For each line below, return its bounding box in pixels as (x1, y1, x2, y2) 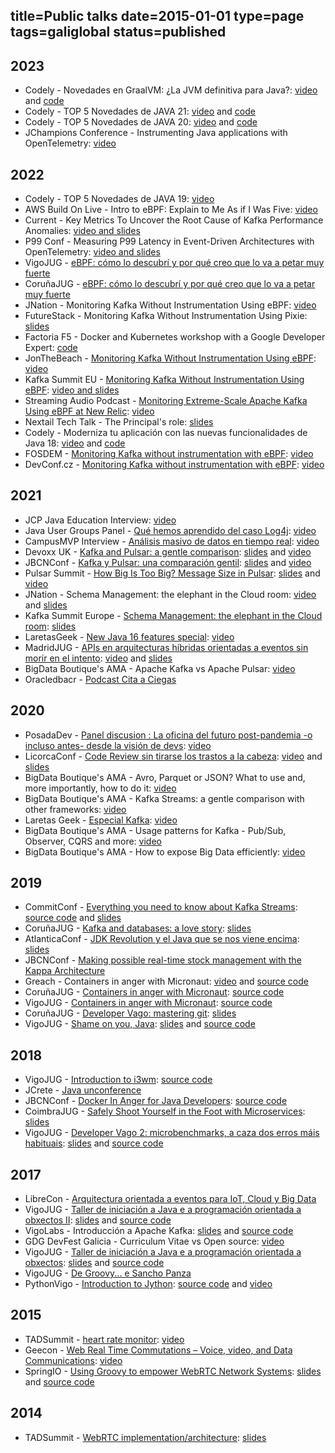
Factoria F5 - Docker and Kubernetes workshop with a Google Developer (24, 331, 326, 343)
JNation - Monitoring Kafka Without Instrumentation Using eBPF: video (24, 299, 317, 311)
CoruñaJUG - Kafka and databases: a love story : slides (24, 922, 252, 934)
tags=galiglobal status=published (10, 24, 227, 41)
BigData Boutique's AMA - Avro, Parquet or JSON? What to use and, (24, 771, 306, 783)
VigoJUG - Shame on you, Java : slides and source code (24, 1018, 256, 1030)
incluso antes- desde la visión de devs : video (24, 739, 212, 751)
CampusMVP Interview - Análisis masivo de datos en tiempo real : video (24, 535, 320, 547)
